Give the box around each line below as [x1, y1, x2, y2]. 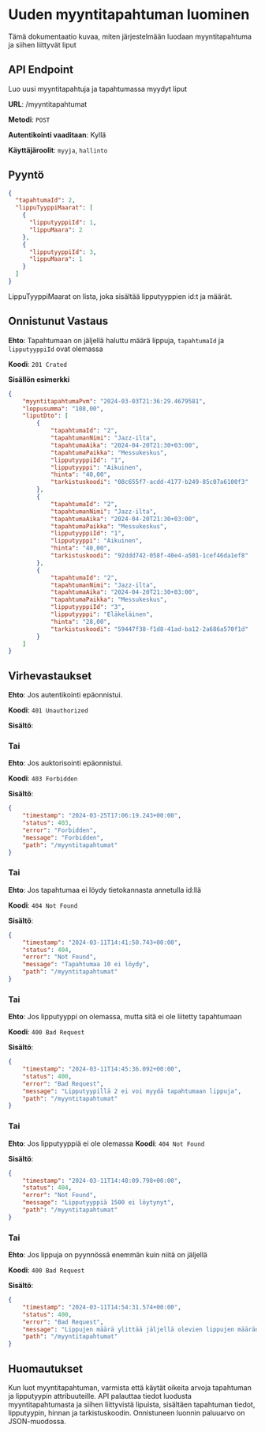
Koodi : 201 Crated [8, 359, 67, 368]
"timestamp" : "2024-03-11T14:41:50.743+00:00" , [22, 939, 181, 946]
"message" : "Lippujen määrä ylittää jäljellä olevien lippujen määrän [22, 1325, 259, 1333]
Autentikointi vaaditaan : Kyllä [8, 130, 106, 139]
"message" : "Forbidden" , [22, 833, 104, 841]
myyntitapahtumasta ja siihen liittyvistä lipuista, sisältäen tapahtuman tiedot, [8, 1400, 256, 1409]
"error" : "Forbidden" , [22, 826, 97, 834]
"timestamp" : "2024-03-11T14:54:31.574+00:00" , [22, 1303, 181, 1311]
